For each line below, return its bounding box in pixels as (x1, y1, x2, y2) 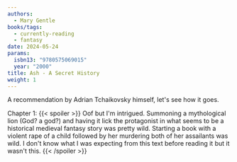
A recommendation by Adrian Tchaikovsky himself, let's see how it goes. (7, 96, 219, 104)
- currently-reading (13, 30, 75, 37)
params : (7, 50, 31, 57)
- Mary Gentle (13, 17, 55, 24)
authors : (7, 10, 33, 18)
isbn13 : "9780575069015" (13, 57, 87, 64)
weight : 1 (7, 76, 37, 83)
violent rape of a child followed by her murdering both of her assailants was (7, 132, 228, 140)
